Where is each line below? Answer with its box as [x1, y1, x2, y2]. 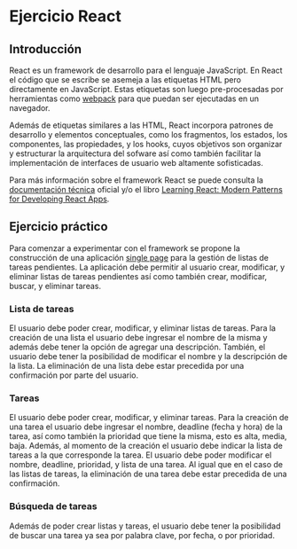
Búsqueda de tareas [9, 500, 98, 513]
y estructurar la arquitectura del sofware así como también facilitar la [9, 148, 262, 159]
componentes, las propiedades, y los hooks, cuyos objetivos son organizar [9, 139, 283, 149]
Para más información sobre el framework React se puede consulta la [9, 175, 264, 185]
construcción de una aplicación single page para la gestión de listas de [9, 252, 269, 263]
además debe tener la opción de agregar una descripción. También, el [9, 341, 266, 352]
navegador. [9, 103, 51, 113]
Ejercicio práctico [9, 219, 108, 234]
